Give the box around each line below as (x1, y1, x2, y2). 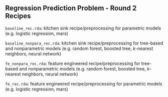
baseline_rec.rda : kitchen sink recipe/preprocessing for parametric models (5, 25, 161, 31)
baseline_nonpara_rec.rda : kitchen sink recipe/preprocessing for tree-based (5, 40, 163, 46)
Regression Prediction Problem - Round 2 (5, 4, 137, 12)
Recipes (5, 12, 31, 20)
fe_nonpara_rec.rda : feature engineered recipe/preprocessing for (5, 60, 140, 66)
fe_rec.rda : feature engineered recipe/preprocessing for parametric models (5, 80, 162, 86)
